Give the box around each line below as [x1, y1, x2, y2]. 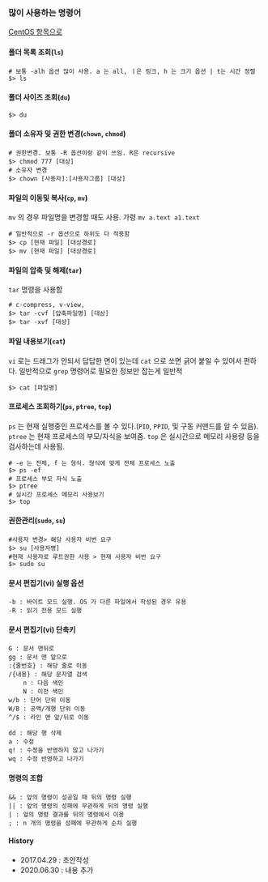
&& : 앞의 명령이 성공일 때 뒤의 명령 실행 [8, 793, 132, 801]
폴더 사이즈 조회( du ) [8, 92, 70, 102]
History [8, 836, 35, 846]
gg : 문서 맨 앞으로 [8, 654, 67, 662]
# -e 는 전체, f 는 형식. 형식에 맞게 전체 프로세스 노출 [8, 459, 176, 467]
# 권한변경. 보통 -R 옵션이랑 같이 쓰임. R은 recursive [8, 148, 176, 157]
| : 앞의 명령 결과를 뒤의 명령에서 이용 [8, 810, 125, 819]
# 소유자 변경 [8, 166, 48, 174]
